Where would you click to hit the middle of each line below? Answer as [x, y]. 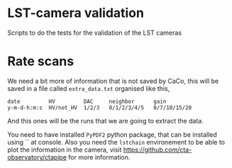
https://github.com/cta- [158, 150]
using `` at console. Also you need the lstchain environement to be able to [116, 142]
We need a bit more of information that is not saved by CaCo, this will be [113, 81]
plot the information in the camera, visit [65, 150]
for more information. [99, 157]
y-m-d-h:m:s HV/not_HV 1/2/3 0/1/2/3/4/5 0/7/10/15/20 [100, 108]
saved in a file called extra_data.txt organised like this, [89, 88]
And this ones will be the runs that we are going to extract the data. [105, 121]
